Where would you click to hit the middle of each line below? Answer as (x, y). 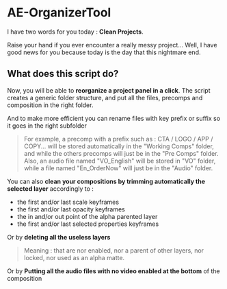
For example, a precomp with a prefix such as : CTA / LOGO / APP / (118, 139)
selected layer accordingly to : (51, 188)
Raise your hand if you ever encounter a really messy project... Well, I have (112, 45)
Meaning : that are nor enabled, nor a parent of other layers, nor (113, 250)
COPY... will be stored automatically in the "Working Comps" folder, (119, 146)
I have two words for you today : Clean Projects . (75, 32)
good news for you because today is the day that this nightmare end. (104, 52)
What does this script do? (63, 74)
